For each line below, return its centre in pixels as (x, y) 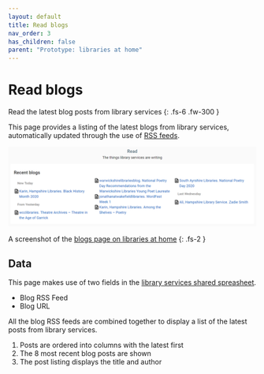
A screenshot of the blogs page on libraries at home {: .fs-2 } (107, 239)
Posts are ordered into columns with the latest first (101, 345)
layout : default (35, 17)
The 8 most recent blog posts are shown (86, 353)
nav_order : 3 (30, 33)
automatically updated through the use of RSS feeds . (94, 136)
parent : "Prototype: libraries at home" (76, 50)
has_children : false (42, 42)
